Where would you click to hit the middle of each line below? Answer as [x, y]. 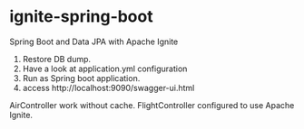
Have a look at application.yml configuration [105, 69]
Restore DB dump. [57, 59]
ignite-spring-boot [81, 17]
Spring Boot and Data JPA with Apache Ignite [94, 41]
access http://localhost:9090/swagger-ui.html [108, 88]
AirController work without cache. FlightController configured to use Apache [152, 105]
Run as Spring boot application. [81, 78]
